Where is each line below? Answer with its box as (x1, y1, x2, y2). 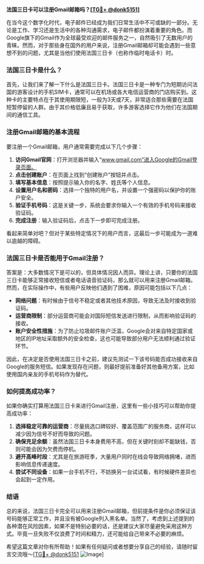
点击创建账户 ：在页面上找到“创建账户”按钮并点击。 (15, 171, 143, 178)
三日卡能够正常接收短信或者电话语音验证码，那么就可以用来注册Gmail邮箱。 (6, 276, 196, 283)
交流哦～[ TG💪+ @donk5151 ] (11, 551, 104, 558)
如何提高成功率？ (6, 387, 56, 396)
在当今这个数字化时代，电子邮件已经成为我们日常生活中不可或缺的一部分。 (6, 19, 192, 26)
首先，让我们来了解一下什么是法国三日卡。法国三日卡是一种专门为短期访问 (6, 81, 192, 88)
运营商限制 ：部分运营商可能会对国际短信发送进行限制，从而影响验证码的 (15, 312, 196, 319)
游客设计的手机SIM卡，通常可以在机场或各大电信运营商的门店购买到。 (16, 88, 192, 96)
